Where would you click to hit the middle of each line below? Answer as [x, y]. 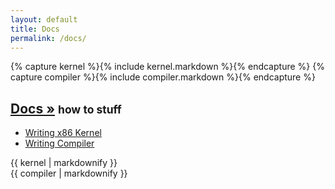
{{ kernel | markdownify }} [64, 163]
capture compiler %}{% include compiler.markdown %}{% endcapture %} [163, 77]
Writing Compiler [59, 143]
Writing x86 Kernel [63, 133]
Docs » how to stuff [66, 108]
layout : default [44, 19]
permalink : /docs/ [48, 38]
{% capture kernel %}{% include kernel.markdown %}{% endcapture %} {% [167, 67]
